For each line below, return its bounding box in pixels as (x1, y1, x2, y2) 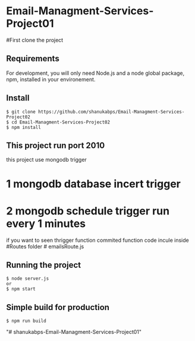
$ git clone (6, 109, 36, 115)
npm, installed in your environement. (6, 75, 96, 83)
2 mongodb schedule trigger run (6, 204, 170, 217)
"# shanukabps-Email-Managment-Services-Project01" (6, 329, 141, 336)
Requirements (6, 53, 59, 64)
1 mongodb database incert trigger (6, 177, 181, 191)
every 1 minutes (6, 217, 86, 230)
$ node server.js (6, 276, 49, 282)
